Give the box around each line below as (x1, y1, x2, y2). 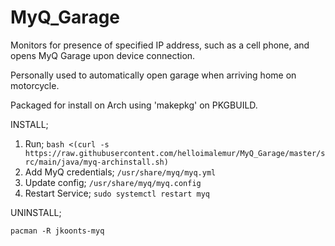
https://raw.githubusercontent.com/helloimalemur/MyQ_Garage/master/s (24, 148, 326, 158)
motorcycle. (10, 79, 60, 91)
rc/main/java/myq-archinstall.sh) (24, 157, 169, 167)
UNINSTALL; (10, 206, 62, 218)
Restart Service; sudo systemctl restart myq (24, 187, 211, 199)
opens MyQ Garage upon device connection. (10, 49, 196, 61)
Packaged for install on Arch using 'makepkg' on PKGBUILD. (10, 99, 258, 111)
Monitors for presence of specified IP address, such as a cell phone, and (10, 39, 310, 51)
